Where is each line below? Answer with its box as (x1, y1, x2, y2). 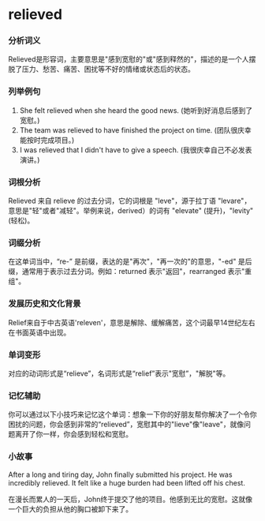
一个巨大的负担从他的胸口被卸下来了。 (8, 504, 132, 514)
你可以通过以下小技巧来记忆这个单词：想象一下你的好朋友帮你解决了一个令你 (8, 410, 257, 419)
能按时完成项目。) (19, 135, 75, 144)
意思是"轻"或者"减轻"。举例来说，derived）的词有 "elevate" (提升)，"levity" (8, 206, 254, 216)
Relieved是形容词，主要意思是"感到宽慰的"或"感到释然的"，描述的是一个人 (8, 54, 250, 64)
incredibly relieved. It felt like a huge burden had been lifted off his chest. (8, 478, 246, 487)
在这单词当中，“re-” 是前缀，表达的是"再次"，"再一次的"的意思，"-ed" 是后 (8, 257, 252, 266)
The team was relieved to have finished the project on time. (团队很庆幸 (19, 125, 252, 135)
